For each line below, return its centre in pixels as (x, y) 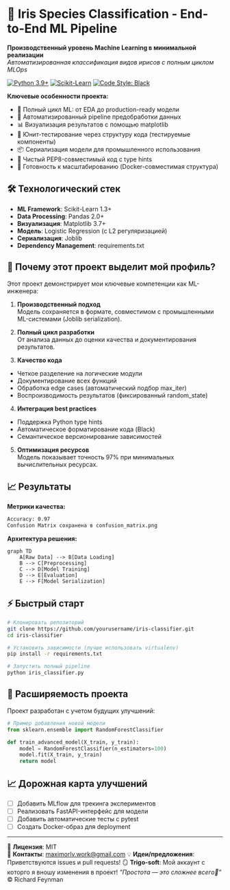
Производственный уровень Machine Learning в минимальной (102, 47)
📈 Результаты (39, 487)
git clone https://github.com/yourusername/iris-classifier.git (101, 629)
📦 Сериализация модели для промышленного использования (108, 149)
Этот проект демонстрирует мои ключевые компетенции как (97, 284)
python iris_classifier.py (46, 673)
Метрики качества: (36, 507)
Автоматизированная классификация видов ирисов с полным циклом (111, 62)
